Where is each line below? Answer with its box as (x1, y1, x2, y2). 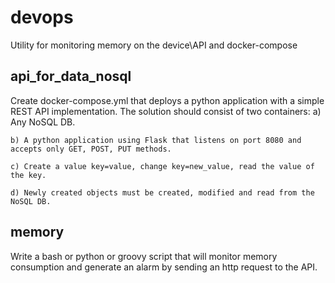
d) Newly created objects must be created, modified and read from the (10, 187, 315, 198)
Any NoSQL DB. (10, 116, 76, 128)
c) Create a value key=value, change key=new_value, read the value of (10, 161, 315, 171)
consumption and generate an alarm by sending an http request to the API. (10, 261, 318, 273)
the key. (10, 170, 47, 180)
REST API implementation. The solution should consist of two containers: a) (10, 105, 322, 117)
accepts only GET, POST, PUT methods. (10, 144, 172, 154)
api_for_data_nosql (10, 68, 132, 85)
